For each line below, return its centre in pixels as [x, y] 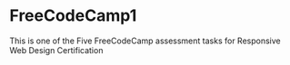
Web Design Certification [56, 50]
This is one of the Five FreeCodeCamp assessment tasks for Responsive [145, 41]
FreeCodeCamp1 [73, 16]
